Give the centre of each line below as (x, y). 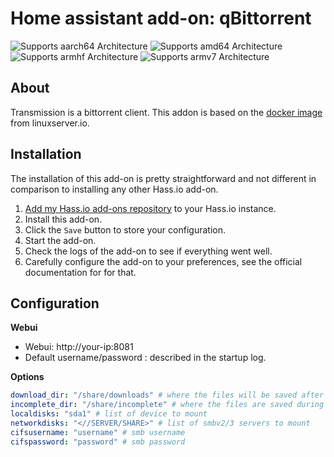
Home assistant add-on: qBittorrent (161, 18)
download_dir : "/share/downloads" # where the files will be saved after (167, 395)
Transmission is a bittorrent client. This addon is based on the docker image (166, 112)
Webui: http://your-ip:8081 (79, 347)
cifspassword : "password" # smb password (98, 442)
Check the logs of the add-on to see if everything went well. (148, 251)
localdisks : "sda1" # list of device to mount (109, 414)
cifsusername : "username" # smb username (98, 432)
